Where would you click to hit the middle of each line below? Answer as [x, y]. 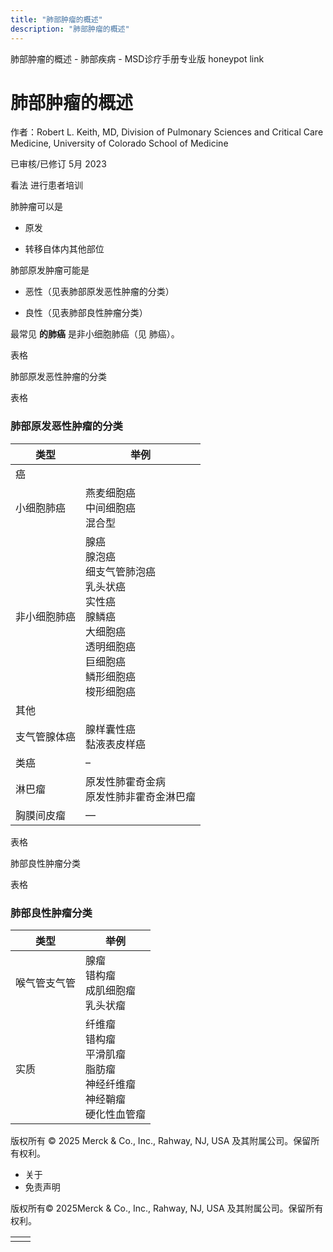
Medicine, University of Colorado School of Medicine [119, 143]
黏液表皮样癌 [116, 744]
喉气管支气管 [46, 983]
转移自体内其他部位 [64, 249]
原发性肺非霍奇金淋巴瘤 [141, 796]
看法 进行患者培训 [46, 185]
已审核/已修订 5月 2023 [58, 164]
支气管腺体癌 [46, 736]
